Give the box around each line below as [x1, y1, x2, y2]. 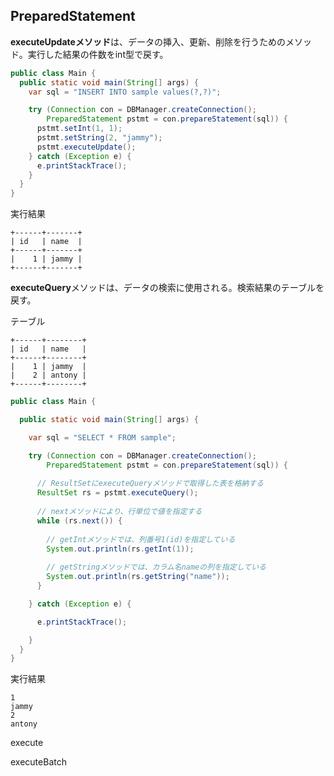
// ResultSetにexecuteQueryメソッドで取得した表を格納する [36, 479, 265, 489]
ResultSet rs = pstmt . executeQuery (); [36, 488, 199, 498]
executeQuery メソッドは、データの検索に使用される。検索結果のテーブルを [10, 282, 325, 294]
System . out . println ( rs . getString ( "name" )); [46, 572, 230, 582]
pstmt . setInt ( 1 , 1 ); [36, 124, 123, 134]
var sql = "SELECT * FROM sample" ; [28, 432, 177, 443]
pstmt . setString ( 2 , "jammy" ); [36, 133, 163, 143]
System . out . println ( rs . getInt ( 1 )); [46, 544, 195, 554]
